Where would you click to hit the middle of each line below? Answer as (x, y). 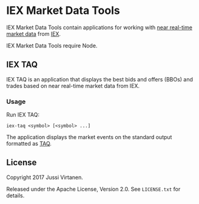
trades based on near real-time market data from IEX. (73, 86)
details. (15, 195)
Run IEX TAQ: (23, 115)
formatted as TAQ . (29, 144)
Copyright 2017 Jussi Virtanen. (45, 177)
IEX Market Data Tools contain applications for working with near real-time (99, 27)
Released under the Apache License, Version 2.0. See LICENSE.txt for (93, 189)
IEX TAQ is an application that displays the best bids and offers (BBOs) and (99, 79)
